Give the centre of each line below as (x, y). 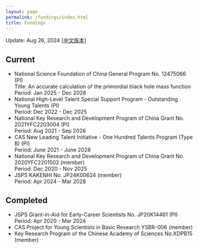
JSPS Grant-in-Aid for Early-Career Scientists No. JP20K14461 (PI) (96, 214)
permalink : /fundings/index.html (47, 17)
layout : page (22, 12)
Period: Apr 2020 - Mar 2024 (50, 221)
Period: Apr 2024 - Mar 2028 (50, 182)
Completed (27, 200)
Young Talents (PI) (37, 105)
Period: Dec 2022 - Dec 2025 (50, 112)
